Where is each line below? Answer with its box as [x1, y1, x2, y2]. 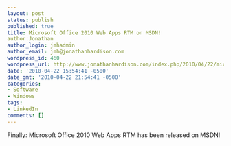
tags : [7, 99, 23, 106]
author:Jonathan [7, 36, 54, 42]
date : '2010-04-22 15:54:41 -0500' [7, 67, 109, 74]
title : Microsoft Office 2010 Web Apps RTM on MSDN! [7, 29, 162, 36]
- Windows [7, 93, 36, 100]
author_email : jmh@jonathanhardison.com [7, 49, 125, 56]
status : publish [7, 16, 54, 23]
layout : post [7, 10, 45, 17]
